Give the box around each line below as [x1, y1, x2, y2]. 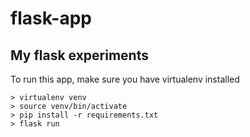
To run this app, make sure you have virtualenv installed [10, 73, 240, 85]
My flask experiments [10, 47, 149, 64]
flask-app [10, 7, 92, 30]
